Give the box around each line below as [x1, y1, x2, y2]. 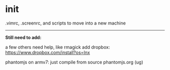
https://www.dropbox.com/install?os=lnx [5, 49, 90, 55]
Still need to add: [5, 34, 41, 40]
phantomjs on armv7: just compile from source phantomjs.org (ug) [5, 59, 143, 65]
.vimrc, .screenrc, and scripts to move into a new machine [5, 20, 126, 26]
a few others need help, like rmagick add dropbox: [5, 44, 110, 50]
